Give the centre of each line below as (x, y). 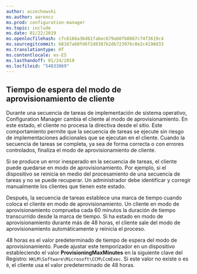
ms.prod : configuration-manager (45, 22)
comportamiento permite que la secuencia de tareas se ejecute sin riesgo (95, 132)
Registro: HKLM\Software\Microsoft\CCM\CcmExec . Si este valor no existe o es (97, 259)
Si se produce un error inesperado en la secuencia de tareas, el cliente (91, 162)
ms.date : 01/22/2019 (31, 33)
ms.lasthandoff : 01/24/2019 (40, 60)
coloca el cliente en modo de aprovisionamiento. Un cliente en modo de (93, 204)
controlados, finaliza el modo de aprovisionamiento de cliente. (81, 150)
